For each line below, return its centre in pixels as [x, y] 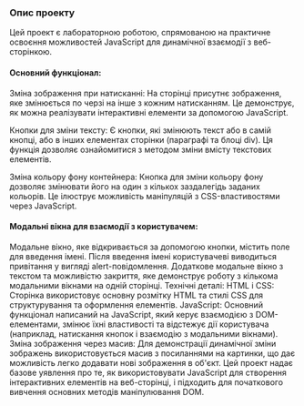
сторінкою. [31, 52]
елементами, [35, 324]
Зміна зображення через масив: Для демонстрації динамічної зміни [143, 343]
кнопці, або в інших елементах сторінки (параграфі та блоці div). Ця [141, 139]
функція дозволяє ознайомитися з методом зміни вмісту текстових [141, 149]
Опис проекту [42, 13]
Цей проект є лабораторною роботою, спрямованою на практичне [140, 33]
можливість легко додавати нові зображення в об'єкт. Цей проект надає [152, 362]
